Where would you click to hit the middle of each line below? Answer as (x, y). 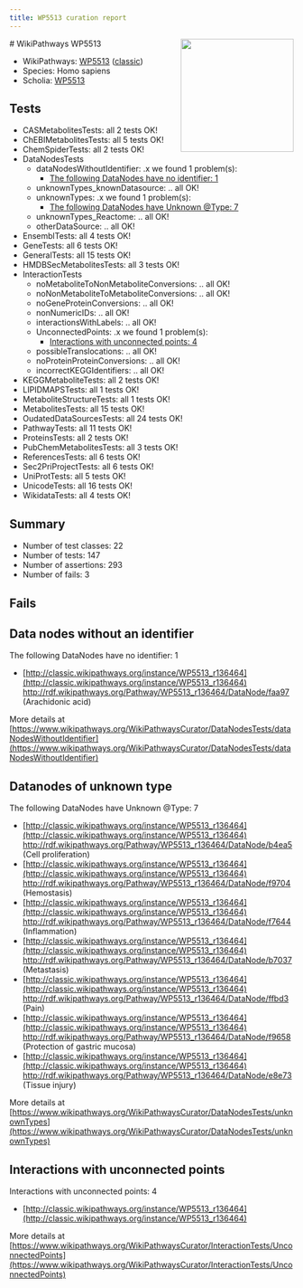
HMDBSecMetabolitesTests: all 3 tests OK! (101, 265)
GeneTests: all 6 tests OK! (70, 246)
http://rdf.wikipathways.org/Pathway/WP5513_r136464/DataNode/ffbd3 (156, 999)
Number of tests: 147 (61, 555)
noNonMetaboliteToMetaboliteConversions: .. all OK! (133, 294)
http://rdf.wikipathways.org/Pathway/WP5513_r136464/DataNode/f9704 (156, 884)
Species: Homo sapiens (66, 71)
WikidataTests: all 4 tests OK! (76, 496)
